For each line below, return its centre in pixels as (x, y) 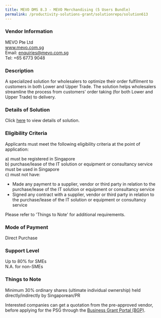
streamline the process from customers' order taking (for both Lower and (79, 92)
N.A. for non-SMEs (24, 267)
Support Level (22, 251)
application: (17, 149)
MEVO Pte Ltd (19, 42)
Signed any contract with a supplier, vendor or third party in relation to (83, 194)
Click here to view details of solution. (42, 121)
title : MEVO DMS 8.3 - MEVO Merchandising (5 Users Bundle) (68, 10)
